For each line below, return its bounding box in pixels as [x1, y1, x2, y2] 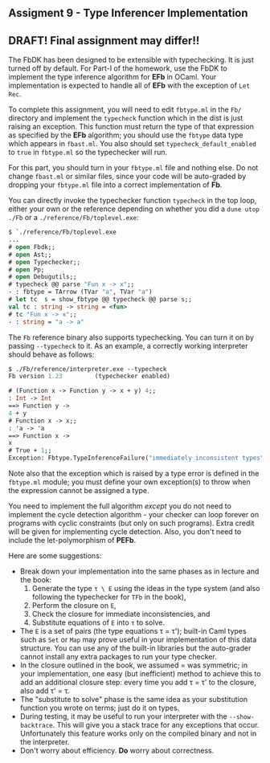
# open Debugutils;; [8, 273, 78, 281]
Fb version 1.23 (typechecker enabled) [8, 373, 171, 381]
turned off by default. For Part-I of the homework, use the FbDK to [8, 63, 227, 73]
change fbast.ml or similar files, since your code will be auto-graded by [8, 172, 247, 182]
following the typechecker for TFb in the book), [31, 592, 186, 602]
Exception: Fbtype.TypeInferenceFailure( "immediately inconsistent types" [8, 454, 264, 463]
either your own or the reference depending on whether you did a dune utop [8, 204, 260, 214]
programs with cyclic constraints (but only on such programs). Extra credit [8, 518, 255, 528]
